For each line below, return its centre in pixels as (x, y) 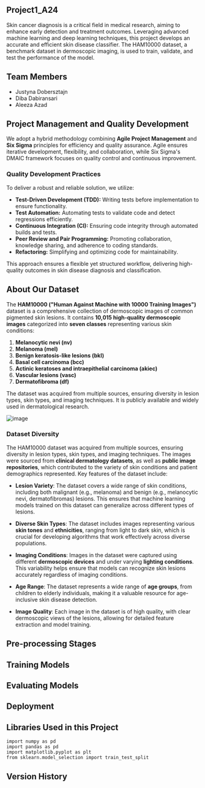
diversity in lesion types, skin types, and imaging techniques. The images (99, 454)
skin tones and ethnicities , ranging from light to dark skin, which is (100, 530)
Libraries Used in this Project (62, 727)
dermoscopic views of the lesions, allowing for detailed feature (95, 618)
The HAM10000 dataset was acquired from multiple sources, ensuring (95, 447)
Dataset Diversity (33, 434)
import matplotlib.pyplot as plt (49, 752)
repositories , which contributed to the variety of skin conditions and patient (102, 467)
